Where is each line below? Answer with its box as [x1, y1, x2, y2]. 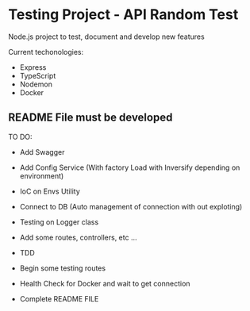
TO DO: [8, 132, 33, 141]
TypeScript [19, 71, 56, 80]
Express [19, 62, 47, 72]
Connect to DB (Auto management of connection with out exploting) [19, 202, 243, 211]
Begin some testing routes [19, 263, 106, 273]
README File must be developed [8, 111, 173, 125]
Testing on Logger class [19, 217, 99, 227]
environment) [19, 171, 64, 180]
